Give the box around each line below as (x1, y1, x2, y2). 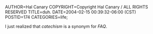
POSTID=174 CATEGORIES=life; (5, 14, 68, 20)
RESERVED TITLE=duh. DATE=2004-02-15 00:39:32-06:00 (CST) (5, 9, 137, 15)
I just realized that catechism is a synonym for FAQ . (5, 23, 107, 29)
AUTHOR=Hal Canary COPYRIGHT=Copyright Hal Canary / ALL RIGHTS (5, 4, 149, 10)
